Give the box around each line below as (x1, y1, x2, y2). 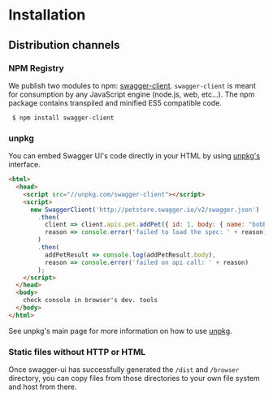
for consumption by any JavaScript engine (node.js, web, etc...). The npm (8, 89, 255, 99)
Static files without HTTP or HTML (8, 346, 146, 357)
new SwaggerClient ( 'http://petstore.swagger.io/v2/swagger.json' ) (29, 205, 260, 214)
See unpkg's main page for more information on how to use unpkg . (8, 326, 233, 335)
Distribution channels (8, 38, 120, 52)
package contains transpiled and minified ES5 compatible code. (8, 97, 222, 107)
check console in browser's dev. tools (23, 296, 158, 305)
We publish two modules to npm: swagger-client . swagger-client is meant (8, 80, 256, 90)
